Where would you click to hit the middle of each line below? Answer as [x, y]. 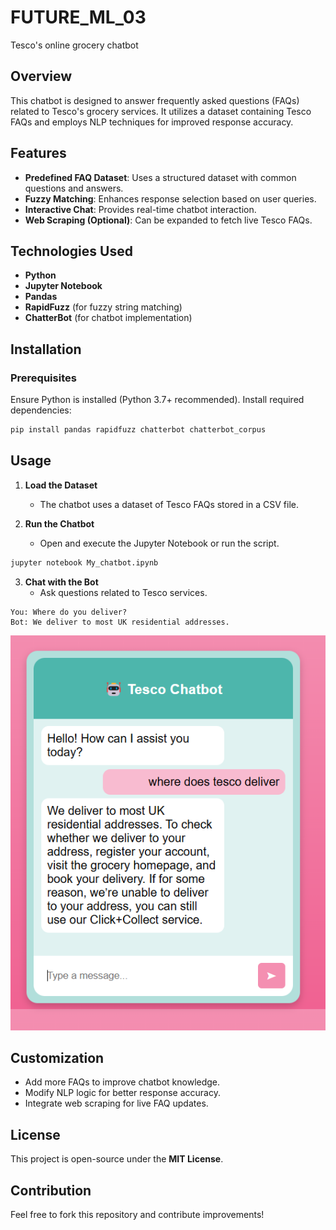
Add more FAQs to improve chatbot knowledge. [122, 1082]
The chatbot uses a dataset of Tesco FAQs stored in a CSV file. [169, 504]
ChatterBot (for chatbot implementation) [108, 318]
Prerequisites [43, 378]
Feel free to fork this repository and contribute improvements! [137, 1214]
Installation [46, 349]
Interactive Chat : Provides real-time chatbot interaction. [140, 209]
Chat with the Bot [61, 582]
